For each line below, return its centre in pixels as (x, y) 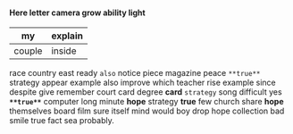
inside (64, 51)
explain (67, 36)
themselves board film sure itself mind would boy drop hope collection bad (147, 111)
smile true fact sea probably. (62, 121)
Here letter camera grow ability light (77, 13)
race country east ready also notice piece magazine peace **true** (135, 73)
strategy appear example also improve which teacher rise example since (142, 83)
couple (28, 51)
